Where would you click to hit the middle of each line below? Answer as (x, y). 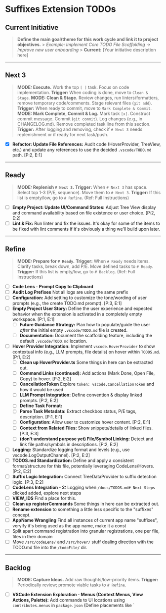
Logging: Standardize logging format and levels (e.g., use (71, 450)
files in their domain (32, 537)
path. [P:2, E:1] (27, 155)
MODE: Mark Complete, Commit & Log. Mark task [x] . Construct (84, 113)
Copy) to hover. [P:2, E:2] (45, 379)
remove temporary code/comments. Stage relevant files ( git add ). (84, 103)
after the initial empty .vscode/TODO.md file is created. (74, 330)
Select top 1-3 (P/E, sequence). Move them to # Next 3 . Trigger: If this (89, 192)
